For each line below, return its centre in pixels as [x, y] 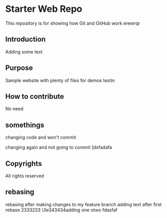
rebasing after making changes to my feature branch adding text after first [84, 204]
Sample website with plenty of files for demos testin [60, 80]
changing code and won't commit [41, 137]
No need [15, 109]
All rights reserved [25, 176]
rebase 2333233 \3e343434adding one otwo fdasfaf [61, 210]
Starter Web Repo [44, 9]
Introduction [26, 39]
